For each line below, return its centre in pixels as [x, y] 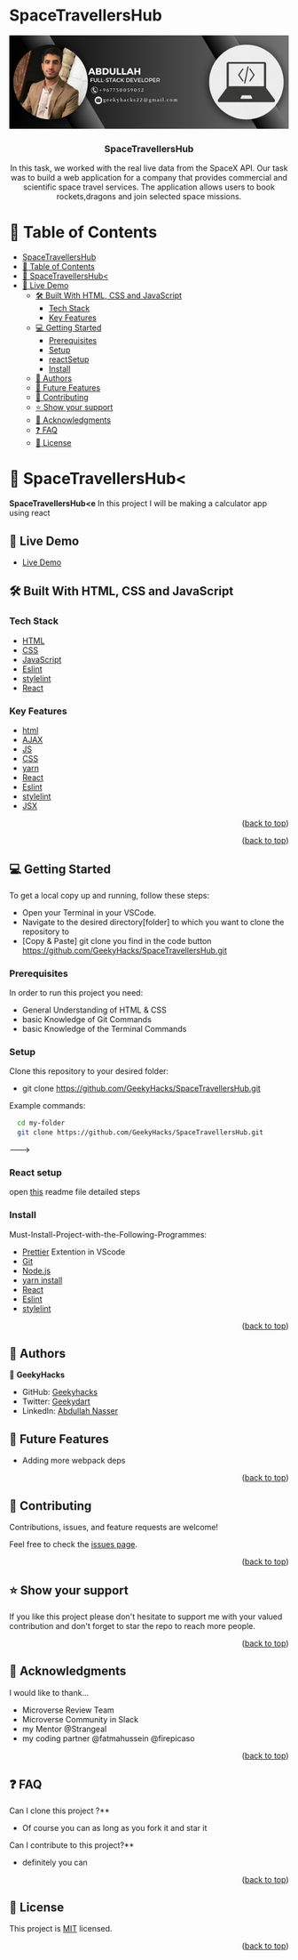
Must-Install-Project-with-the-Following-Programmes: [108, 1234]
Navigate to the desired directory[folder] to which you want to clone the [153, 922]
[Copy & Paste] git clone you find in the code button [117, 940]
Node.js [36, 1270]
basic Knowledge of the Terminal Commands [104, 1029]
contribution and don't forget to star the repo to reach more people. [132, 1625]
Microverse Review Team [68, 1710]
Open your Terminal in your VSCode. [89, 912]
